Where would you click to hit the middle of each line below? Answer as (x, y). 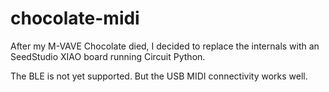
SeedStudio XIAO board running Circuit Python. (108, 56)
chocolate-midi (75, 18)
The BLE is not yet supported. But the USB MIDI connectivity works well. (159, 76)
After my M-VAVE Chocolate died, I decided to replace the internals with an (165, 46)
